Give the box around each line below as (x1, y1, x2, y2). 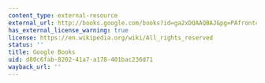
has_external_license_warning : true (8, 26, 129, 34)
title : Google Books (8, 48, 77, 56)
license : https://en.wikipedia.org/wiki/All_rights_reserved (8, 33, 214, 42)
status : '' (8, 41, 44, 49)
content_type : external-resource (8, 11, 118, 20)
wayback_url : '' (8, 63, 62, 71)
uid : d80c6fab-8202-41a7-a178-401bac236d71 (8, 56, 154, 64)
